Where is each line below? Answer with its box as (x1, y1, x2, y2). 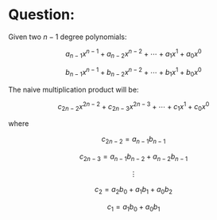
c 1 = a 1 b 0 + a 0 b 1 (107, 202, 161, 213)
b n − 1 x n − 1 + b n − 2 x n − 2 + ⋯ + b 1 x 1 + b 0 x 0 (65, 66, 202, 79)
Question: (8, 6, 76, 24)
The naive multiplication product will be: (8, 84, 139, 94)
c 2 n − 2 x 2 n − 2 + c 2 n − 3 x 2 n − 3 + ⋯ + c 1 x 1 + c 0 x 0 (57, 100, 210, 113)
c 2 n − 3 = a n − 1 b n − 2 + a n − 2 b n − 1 (79, 151, 188, 163)
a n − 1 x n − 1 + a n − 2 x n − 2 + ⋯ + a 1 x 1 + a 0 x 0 (65, 47, 202, 61)
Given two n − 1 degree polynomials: (8, 32, 127, 41)
